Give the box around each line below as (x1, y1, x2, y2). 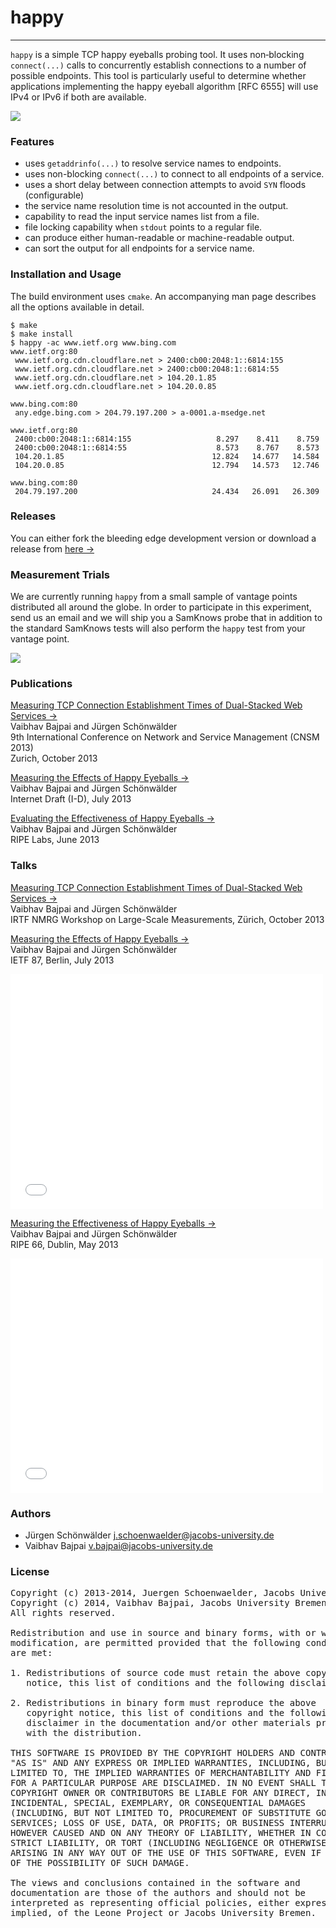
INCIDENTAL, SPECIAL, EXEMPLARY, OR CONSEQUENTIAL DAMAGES (10, 1797, 307, 1809)
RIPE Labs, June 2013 (10, 834, 100, 846)
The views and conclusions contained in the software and (10, 1877, 301, 1889)
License (10, 1564, 50, 1578)
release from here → (10, 542, 95, 555)
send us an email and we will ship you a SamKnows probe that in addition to (10, 612, 323, 624)
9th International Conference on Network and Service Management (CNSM (10, 731, 320, 743)
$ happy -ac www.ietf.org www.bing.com (10, 337, 177, 348)
